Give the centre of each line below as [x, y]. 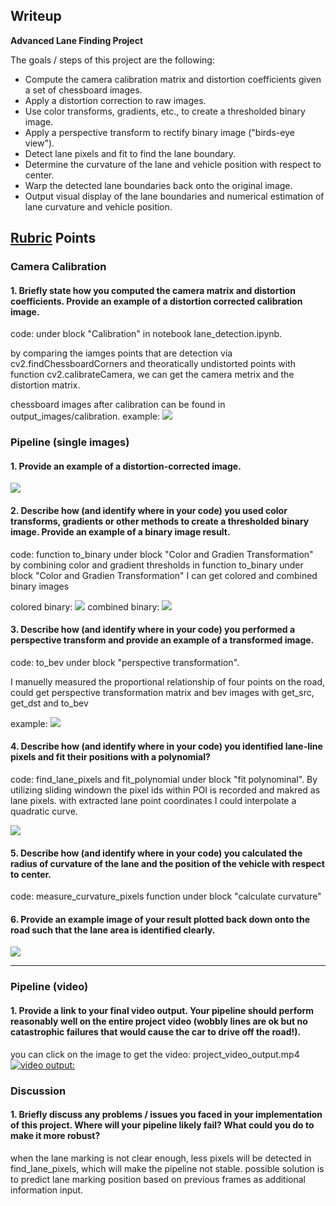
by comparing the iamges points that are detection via [121, 353]
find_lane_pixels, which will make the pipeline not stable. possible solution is [167, 1168]
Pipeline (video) [49, 987]
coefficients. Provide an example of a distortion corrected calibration [156, 301]
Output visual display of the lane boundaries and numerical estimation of [174, 196]
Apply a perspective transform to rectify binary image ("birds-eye [159, 132]
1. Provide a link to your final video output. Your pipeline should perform [162, 1010]
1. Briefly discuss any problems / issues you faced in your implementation [166, 1115]
